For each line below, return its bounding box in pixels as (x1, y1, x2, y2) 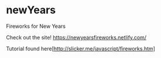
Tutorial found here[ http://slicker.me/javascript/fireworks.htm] (6, 45, 155, 52)
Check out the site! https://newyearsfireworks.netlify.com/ (6, 34, 147, 41)
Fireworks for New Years (6, 23, 66, 30)
